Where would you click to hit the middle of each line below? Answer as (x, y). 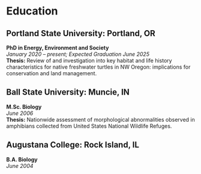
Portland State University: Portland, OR (81, 33)
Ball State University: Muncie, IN (68, 92)
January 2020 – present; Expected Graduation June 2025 (78, 54)
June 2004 (20, 166)
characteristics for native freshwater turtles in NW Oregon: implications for (98, 67)
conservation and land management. (52, 73)
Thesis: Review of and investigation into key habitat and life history (89, 61)
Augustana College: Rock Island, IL (73, 145)
